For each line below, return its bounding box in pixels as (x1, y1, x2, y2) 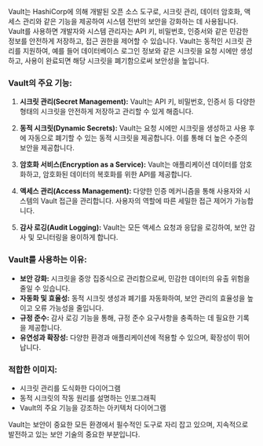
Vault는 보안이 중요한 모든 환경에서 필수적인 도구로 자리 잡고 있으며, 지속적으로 (8, 419, 249, 429)
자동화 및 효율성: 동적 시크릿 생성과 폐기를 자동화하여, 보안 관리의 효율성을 (19, 293, 246, 303)
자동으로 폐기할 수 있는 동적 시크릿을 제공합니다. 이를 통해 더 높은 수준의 (27, 133, 248, 143)
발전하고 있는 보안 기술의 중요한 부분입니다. (8, 429, 141, 439)
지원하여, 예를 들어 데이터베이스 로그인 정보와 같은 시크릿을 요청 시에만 (22, 46, 239, 55)
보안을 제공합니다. (19, 143, 75, 153)
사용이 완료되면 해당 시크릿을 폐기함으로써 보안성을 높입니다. (24, 56, 210, 65)
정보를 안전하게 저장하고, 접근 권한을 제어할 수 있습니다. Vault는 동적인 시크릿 (8, 36, 244, 46)
